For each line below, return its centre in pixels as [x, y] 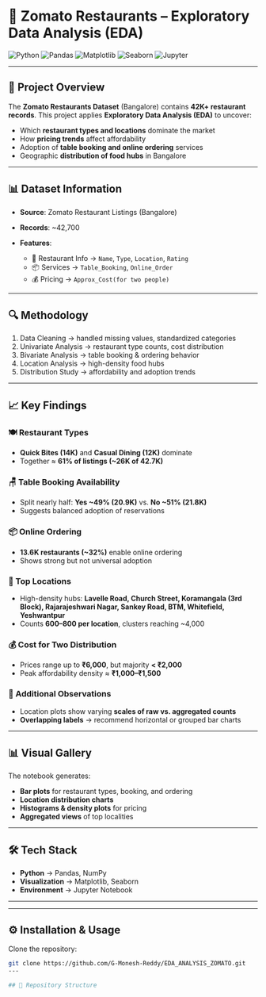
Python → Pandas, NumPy [63, 873]
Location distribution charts [66, 800]
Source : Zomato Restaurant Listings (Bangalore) [98, 212]
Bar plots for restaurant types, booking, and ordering [106, 792]
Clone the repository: [43, 949]
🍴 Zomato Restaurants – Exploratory [129, 16]
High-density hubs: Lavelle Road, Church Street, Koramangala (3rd [131, 598]
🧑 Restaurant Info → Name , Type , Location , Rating [110, 258]
